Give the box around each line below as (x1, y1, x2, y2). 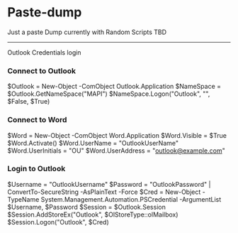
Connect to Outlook (7, 65, 76, 75)
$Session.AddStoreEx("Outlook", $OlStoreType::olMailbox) (7, 210, 178, 219)
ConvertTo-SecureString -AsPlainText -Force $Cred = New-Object (7, 188, 201, 196)
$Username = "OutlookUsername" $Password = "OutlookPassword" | (7, 180, 211, 188)
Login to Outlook (7, 164, 66, 174)
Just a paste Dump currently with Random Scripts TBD (7, 28, 167, 36)
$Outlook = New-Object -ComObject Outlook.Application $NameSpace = (7, 82, 222, 91)
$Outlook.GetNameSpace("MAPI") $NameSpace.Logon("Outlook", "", (7, 90, 210, 98)
